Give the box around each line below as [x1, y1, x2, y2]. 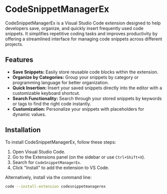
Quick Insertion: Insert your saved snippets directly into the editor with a [12, 85, 163, 91]
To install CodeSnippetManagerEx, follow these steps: [5, 139, 116, 145]
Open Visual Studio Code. [12, 149, 66, 155]
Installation [5, 126, 41, 134]
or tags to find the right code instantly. [12, 101, 91, 107]
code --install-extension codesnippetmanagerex [5, 184, 106, 189]
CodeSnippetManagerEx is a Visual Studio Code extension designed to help [5, 20, 161, 26]
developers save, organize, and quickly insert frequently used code [5, 25, 144, 31]
